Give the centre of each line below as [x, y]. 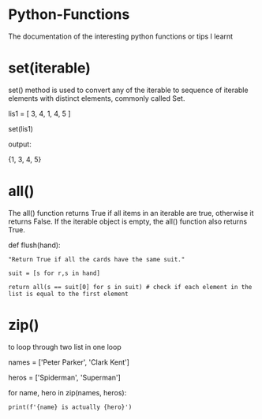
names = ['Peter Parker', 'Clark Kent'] [69, 362]
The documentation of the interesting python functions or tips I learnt [121, 36]
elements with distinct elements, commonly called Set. [97, 98]
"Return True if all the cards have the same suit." [97, 259]
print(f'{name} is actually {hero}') [70, 407]
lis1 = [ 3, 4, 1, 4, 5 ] [39, 113]
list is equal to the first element [68, 294]
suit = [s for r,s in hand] [54, 273]
